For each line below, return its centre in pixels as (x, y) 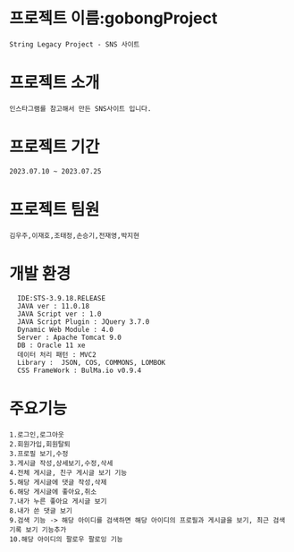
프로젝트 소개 (55, 83)
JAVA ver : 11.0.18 (54, 306)
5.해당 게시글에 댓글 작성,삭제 (58, 482)
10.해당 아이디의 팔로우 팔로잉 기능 (66, 539)
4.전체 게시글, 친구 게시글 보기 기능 (68, 472)
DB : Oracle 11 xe (52, 345)
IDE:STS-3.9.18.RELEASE (61, 298)
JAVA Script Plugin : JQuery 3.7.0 (84, 322)
